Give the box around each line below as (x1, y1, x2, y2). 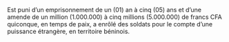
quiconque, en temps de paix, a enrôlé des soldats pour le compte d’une (7, 20, 212, 28)
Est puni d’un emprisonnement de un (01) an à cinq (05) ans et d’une (7, 6, 202, 14)
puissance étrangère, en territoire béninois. (7, 27, 130, 35)
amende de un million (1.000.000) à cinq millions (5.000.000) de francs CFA (7, 13, 222, 21)
